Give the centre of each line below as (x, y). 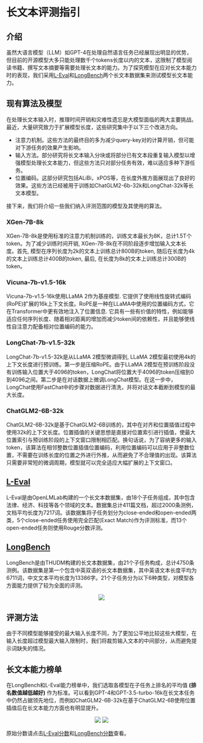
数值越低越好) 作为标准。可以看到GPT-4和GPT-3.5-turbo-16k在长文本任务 (103, 693)
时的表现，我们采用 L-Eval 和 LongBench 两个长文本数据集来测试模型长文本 (97, 75)
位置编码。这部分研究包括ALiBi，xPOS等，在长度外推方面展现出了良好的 (105, 178)
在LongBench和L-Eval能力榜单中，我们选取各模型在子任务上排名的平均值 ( (99, 685)
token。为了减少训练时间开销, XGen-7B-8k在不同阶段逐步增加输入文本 (94, 244)
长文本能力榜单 (34, 669)
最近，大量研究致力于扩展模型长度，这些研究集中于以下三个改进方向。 (94, 127)
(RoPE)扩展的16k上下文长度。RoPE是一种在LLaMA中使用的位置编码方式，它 (100, 304)
